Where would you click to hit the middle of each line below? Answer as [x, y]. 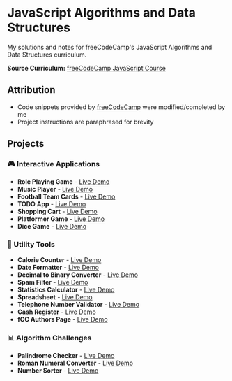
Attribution [31, 90]
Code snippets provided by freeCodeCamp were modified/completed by [121, 107]
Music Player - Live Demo [55, 189]
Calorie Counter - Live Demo [59, 259]
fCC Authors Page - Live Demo [62, 319]
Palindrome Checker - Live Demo [66, 356]
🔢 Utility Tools [31, 245]
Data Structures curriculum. [47, 55]
